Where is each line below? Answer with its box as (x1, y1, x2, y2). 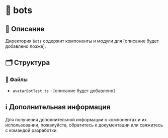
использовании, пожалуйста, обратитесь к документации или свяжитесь (5, 122, 163, 128)
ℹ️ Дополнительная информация (5, 103, 111, 111)
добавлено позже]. (5, 43, 46, 49)
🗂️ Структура (5, 58, 50, 67)
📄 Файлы (5, 76, 28, 83)
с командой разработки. (5, 127, 58, 133)
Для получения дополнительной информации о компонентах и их (5, 116, 147, 122)
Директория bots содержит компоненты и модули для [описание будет (5, 38, 159, 44)
